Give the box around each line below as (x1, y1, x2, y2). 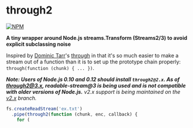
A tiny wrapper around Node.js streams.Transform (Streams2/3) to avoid (6, 34, 188, 41)
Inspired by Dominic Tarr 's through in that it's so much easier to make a (6, 52, 179, 59)
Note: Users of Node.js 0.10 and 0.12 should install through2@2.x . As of (6, 76, 180, 83)
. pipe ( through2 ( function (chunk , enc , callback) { (11, 111, 138, 117)
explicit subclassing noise (6, 41, 72, 48)
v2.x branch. (6, 95, 37, 102)
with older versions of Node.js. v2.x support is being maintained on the (6, 88, 181, 95)
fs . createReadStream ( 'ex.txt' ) (6, 106, 83, 112)
